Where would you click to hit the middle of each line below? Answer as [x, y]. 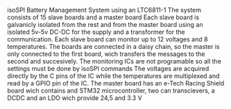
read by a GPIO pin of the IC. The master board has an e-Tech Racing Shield [116, 83]
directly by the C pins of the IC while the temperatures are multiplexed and [113, 76]
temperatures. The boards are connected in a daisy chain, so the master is [113, 47]
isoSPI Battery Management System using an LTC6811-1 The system [104, 10]
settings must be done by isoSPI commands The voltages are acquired [108, 69]
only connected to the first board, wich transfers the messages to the [106, 54]
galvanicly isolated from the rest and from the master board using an [105, 24]
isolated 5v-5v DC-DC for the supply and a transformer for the [96, 32]
